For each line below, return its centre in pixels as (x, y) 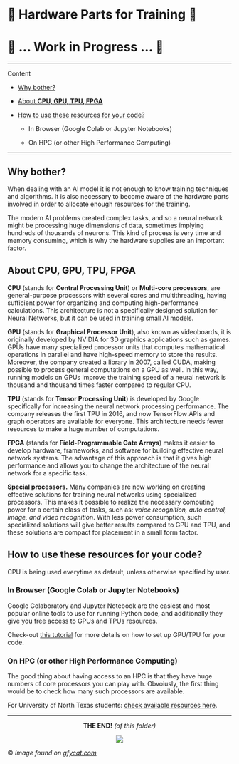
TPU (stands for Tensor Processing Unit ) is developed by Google (103, 398)
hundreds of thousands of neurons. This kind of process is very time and (114, 233)
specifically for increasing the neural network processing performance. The (118, 406)
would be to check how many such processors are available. (96, 691)
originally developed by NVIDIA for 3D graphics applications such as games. (119, 339)
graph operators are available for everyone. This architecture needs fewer (116, 421)
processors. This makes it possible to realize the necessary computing (111, 502)
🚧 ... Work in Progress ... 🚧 (86, 47)
